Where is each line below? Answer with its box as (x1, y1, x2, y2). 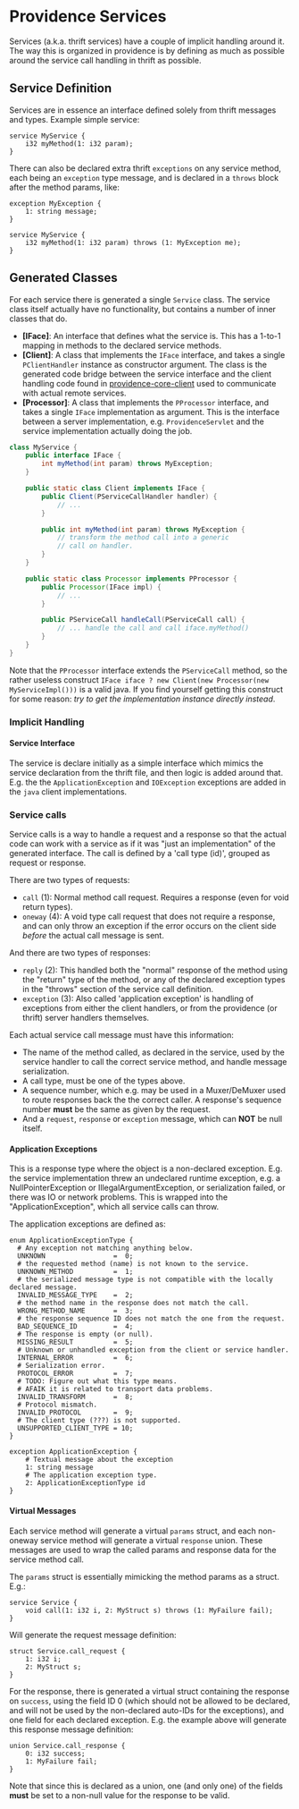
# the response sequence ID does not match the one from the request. (17, 1314, 286, 1323)
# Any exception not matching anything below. (17, 1244, 194, 1253)
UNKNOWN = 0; (17, 1252, 134, 1261)
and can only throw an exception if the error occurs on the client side (21, 921, 277, 931)
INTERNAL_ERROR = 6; (17, 1354, 134, 1363)
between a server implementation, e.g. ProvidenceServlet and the (21, 416, 265, 427)
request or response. (9, 857, 87, 869)
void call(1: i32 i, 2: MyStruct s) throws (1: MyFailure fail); (25, 1606, 274, 1615)
